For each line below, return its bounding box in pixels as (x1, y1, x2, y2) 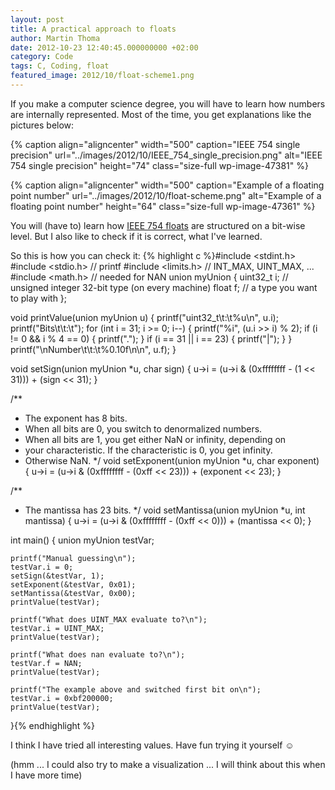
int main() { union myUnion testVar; (10, 534, 155, 546)
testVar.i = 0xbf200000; (10, 693, 114, 703)
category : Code (10, 52, 74, 62)
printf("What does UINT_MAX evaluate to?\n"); (10, 614, 208, 625)
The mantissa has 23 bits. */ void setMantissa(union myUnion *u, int (24, 504, 306, 516)
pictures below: (10, 119, 75, 131)
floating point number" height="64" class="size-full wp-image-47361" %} (10, 200, 316, 212)
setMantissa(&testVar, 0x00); (10, 588, 137, 598)
